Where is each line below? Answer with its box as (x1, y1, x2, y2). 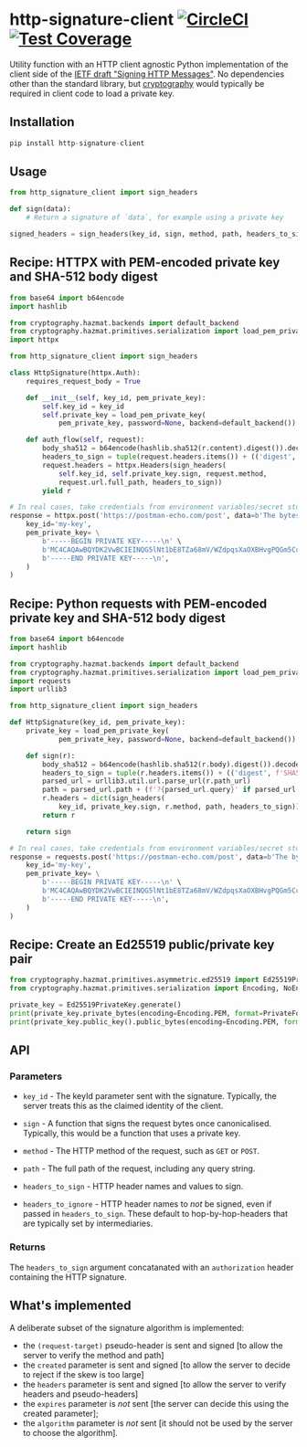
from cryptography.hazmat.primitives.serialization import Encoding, (9, 984, 281, 993)
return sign (26, 827, 71, 836)
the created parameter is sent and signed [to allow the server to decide (22, 1359, 291, 1370)
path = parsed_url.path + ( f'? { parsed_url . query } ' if (42, 786, 251, 795)
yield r (42, 486, 71, 495)
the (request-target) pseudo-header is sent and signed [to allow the (22, 1339, 283, 1351)
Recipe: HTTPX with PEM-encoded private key (9, 255, 281, 270)
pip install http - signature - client (9, 138, 145, 148)
